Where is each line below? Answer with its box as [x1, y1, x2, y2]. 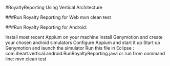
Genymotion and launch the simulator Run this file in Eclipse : [5, 45, 135, 51]
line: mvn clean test [5, 56, 47, 62]
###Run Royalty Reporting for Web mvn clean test [5, 14, 111, 20]
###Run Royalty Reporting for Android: [5, 24, 88, 30]
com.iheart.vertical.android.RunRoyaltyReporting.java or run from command [5, 51, 165, 56]
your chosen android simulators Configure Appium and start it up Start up [5, 39, 160, 46]
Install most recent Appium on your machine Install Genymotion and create [5, 34, 163, 40]
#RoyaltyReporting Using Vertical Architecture [5, 5, 102, 10]
